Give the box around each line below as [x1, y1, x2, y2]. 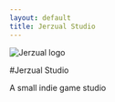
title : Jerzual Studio [9, 22, 96, 31]
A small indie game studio [9, 82, 107, 93]
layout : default [9, 13, 71, 23]
